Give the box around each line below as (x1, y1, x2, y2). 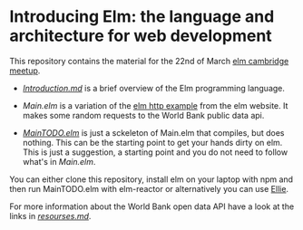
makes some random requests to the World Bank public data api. (22, 110, 265, 120)
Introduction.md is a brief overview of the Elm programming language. (22, 82, 286, 93)
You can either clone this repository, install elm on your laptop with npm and (9, 174, 293, 185)
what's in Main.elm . (22, 156, 96, 167)
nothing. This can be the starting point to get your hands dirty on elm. (22, 137, 283, 148)
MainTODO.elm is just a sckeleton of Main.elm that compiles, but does (22, 127, 285, 138)
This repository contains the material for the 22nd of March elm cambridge (9, 55, 289, 66)
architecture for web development (9, 25, 272, 46)
